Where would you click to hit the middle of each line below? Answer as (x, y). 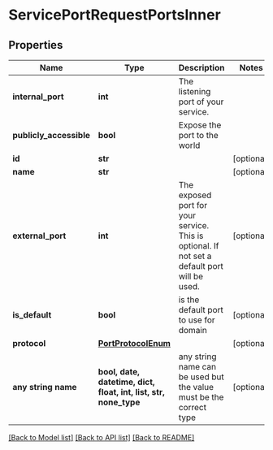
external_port (39, 236)
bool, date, (119, 372)
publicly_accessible (52, 135)
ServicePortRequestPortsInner (115, 15)
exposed (195, 195)
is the (189, 300)
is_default (32, 315)
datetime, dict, (127, 382)
